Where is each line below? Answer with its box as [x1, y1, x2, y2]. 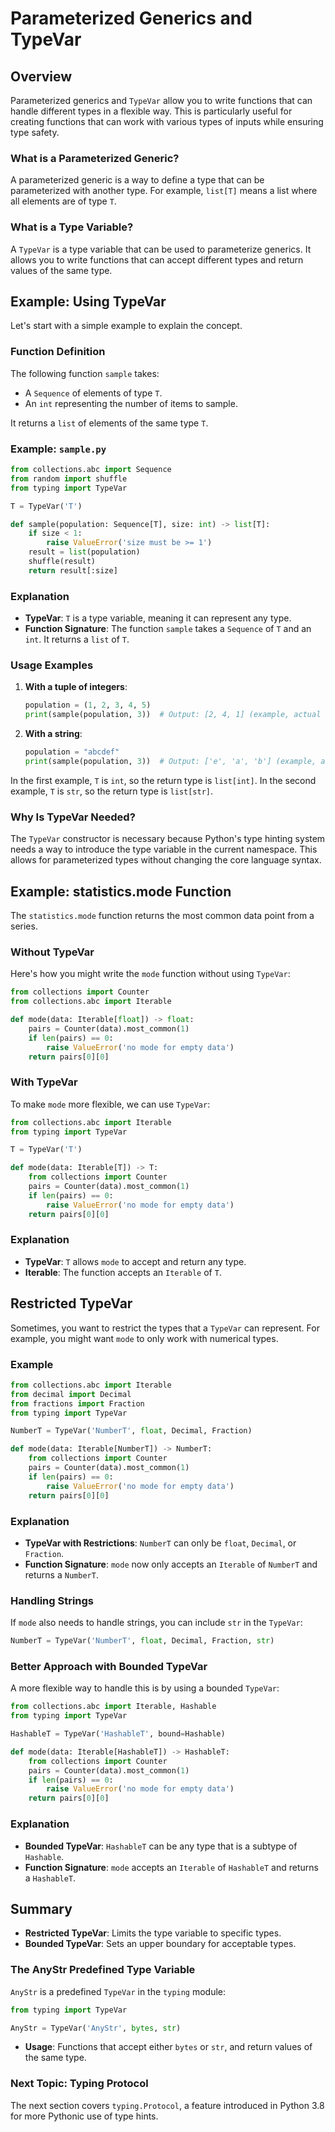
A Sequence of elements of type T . [24, 387, 163, 399]
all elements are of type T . [10, 195, 117, 207]
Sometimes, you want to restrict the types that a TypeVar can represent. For [10, 1322, 320, 1334]
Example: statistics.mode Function [10, 883, 232, 900]
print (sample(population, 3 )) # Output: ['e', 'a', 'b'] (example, [24, 756, 317, 766]
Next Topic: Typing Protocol [10, 2077, 149, 2091]
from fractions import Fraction [10, 1398, 145, 1409]
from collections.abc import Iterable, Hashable [10, 1702, 217, 1712]
